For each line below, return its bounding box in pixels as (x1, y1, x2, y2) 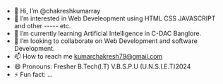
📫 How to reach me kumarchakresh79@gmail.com (13, 52, 163, 60)
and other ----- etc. (13, 22, 71, 30)
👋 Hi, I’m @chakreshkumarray (13, 7, 101, 15)
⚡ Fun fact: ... (13, 71, 53, 78)
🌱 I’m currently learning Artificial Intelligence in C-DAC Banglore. (13, 29, 202, 37)
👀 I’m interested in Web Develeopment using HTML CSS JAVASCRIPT (13, 14, 216, 23)
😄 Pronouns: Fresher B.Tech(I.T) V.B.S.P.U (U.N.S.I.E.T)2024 (13, 62, 191, 71)
